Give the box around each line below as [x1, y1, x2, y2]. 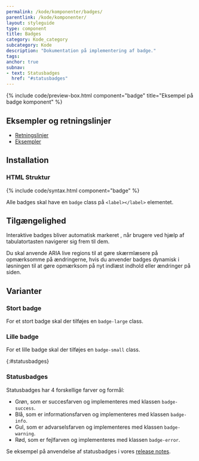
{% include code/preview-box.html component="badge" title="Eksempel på [6, 92, 194, 99]
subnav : [6, 64, 26, 71]
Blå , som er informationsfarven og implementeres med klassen [14, 411, 169, 418]
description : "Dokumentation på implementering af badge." [6, 48, 157, 54]
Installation [6, 155, 49, 165]
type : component [6, 25, 47, 32]
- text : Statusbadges [6, 70, 60, 76]
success [14, 405, 34, 411]
